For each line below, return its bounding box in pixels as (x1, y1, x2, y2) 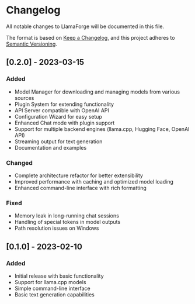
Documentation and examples (14, 144, 87, 151)
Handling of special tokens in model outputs (14, 219, 121, 226)
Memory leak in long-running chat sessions (14, 212, 120, 219)
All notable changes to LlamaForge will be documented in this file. (6, 23, 165, 30)
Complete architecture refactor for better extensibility (14, 172, 143, 179)
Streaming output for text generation (14, 138, 103, 145)
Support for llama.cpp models (14, 278, 86, 285)
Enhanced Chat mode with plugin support (14, 119, 115, 126)
